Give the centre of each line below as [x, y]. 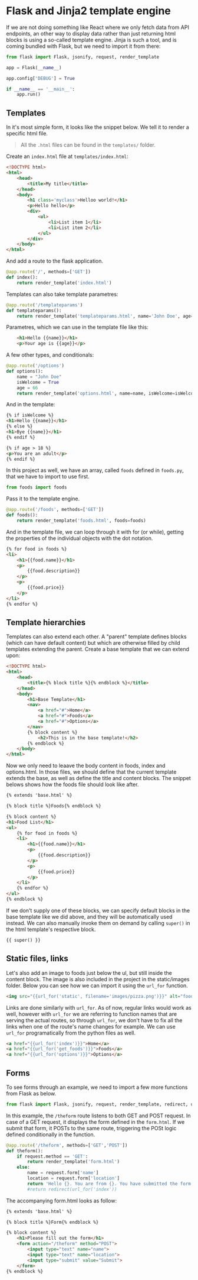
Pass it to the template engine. [43, 499]
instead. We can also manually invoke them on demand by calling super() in [98, 923]
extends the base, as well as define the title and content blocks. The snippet [99, 778]
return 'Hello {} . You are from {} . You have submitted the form [109, 1184]
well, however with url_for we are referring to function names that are [92, 1014]
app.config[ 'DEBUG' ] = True [41, 78]
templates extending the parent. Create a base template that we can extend [98, 649]
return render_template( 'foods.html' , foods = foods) [81, 521]
